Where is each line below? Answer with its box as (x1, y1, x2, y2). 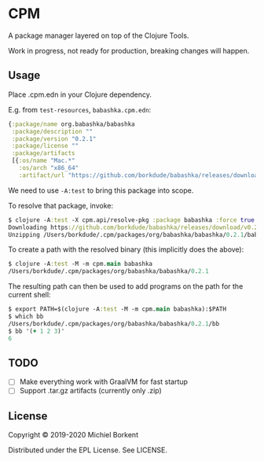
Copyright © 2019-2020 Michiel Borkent (8, 430, 139, 440)
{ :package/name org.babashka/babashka (8, 120, 135, 128)
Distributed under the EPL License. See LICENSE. (8, 445, 167, 455)
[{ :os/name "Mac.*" (11, 157, 76, 165)
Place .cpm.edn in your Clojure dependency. (8, 90, 152, 99)
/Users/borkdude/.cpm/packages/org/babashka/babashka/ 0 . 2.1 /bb (8, 319, 220, 327)
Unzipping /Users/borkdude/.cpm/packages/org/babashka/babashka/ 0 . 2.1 (8, 230, 244, 238)
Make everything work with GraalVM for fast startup (19, 377, 189, 386)
